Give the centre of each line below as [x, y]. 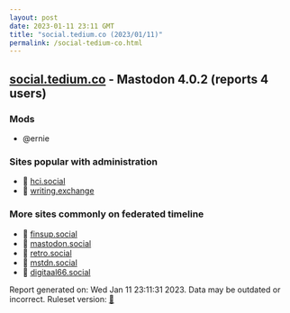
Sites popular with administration [84, 161]
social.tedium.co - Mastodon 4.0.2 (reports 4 [139, 79]
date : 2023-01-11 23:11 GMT [62, 26]
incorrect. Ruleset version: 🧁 [62, 299]
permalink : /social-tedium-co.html [76, 43]
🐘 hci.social [44, 182]
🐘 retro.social [47, 253]
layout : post [34, 18]
